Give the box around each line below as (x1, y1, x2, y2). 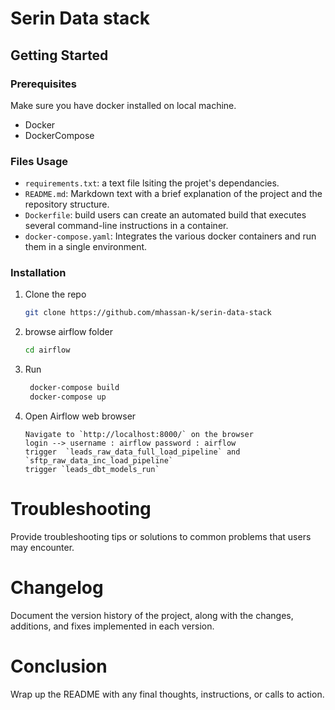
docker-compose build (29, 383, 120, 393)
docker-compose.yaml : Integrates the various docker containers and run (24, 230, 317, 242)
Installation (10, 266, 67, 280)
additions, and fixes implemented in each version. (10, 620, 215, 632)
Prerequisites (10, 77, 77, 91)
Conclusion (10, 655, 108, 678)
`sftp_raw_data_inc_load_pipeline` (24, 455, 174, 466)
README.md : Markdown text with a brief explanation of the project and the (24, 188, 323, 200)
